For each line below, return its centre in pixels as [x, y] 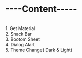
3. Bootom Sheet [23, 39]
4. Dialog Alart [20, 44]
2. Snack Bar [18, 34]
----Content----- [41, 9]
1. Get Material [20, 28]
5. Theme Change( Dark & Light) [39, 50]
